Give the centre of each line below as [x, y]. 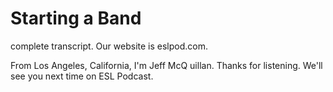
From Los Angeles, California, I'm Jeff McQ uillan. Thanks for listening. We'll [166, 65]
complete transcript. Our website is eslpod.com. [109, 46]
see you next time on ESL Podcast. [82, 76]
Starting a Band [76, 18]
